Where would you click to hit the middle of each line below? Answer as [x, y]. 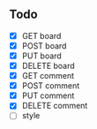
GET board [41, 35]
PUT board [41, 56]
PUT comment [48, 95]
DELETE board [48, 66]
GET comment [48, 76]
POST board [44, 46]
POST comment [51, 86]
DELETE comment [55, 106]
